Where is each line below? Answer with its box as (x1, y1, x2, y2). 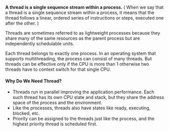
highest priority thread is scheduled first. (12, 121, 97, 127)
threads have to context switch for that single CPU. (5, 66, 111, 72)
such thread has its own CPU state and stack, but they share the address (12, 94, 164, 100)
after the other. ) (5, 20, 39, 26)
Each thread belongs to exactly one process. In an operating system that (5, 50, 156, 56)
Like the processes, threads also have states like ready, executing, (12, 105, 151, 111)
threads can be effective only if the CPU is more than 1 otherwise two (5, 61, 149, 67)
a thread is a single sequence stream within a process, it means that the (5, 10, 155, 16)
